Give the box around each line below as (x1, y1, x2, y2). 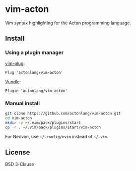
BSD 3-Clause (5, 161, 34, 167)
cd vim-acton (5, 115, 32, 120)
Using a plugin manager (5, 49, 64, 56)
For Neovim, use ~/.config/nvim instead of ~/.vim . (5, 134, 109, 140)
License (5, 148, 30, 157)
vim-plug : (5, 60, 25, 66)
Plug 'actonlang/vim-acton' (5, 70, 64, 75)
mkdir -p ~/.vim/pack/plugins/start (5, 120, 81, 125)
